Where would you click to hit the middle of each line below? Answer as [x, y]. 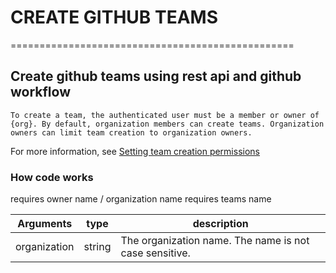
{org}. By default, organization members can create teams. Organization [167, 124]
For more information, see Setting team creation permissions [135, 151]
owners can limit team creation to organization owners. [131, 132]
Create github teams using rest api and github [156, 76]
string [97, 247]
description [220, 224]
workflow [40, 92]
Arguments [45, 224]
